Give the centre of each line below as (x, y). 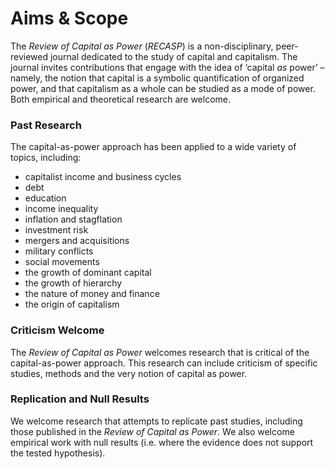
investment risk (56, 230)
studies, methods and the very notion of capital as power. (129, 373)
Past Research (46, 125)
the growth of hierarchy (73, 283)
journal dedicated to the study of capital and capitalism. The (173, 56)
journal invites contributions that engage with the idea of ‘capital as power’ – (167, 67)
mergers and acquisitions (77, 241)
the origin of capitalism (72, 304)
